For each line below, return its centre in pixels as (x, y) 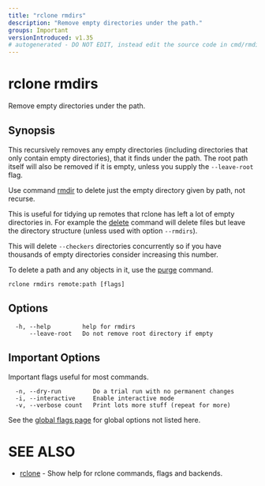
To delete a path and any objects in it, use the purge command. (111, 269)
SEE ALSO (42, 452)
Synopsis (32, 131)
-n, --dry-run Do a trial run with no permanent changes (125, 391)
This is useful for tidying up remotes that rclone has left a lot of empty (121, 213)
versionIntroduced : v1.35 (50, 38)
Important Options (54, 358)
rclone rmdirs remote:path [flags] (67, 284)
